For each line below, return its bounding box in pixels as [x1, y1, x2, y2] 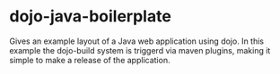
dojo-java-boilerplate [9, 6, 172, 27]
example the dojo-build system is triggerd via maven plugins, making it [9, 45, 271, 55]
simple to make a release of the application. [9, 54, 171, 65]
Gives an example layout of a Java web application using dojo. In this [9, 36, 265, 46]
